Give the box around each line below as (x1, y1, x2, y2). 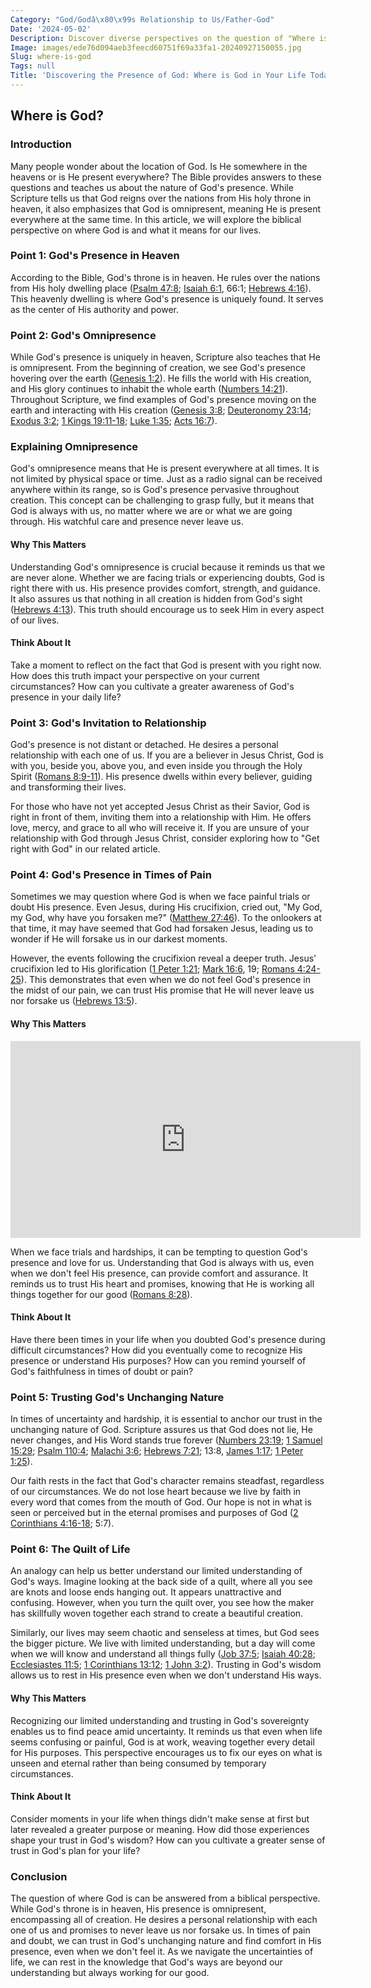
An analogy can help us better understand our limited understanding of (10, 1565, 303, 1577)
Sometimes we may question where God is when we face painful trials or (10, 891, 311, 903)
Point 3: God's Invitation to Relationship (10, 716, 207, 730)
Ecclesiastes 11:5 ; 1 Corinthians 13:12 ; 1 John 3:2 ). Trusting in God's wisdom (10, 1659, 322, 1671)
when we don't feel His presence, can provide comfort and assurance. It (10, 1267, 308, 1279)
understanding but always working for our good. (10, 1967, 210, 1979)
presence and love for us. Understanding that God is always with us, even (10, 1256, 315, 1268)
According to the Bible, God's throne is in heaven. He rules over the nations (10, 271, 321, 283)
